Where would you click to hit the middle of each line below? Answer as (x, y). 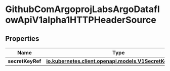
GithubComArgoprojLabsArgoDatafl (83, 9)
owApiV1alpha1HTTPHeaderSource (81, 20)
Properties (22, 39)
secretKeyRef (25, 61)
